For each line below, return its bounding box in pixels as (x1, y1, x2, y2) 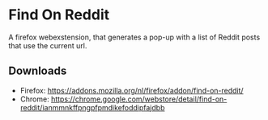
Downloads (8, 64, 67, 78)
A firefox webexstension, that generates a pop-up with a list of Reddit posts (8, 32, 261, 42)
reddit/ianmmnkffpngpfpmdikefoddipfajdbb (19, 102, 165, 112)
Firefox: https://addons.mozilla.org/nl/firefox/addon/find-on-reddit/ (19, 85, 245, 95)
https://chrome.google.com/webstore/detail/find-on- (51, 94, 228, 104)
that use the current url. (8, 40, 87, 50)
